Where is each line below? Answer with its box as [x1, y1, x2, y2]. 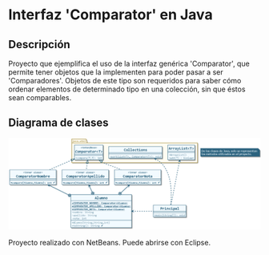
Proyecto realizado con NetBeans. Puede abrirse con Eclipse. [8, 238, 211, 248]
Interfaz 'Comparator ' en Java [8, 6, 214, 24]
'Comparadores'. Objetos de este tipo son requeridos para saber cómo [8, 76, 242, 85]
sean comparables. [8, 93, 72, 102]
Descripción [8, 38, 70, 51]
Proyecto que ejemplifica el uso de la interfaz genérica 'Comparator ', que [8, 59, 250, 68]
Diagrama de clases [8, 116, 110, 130]
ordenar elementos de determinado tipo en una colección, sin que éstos [8, 84, 246, 94]
